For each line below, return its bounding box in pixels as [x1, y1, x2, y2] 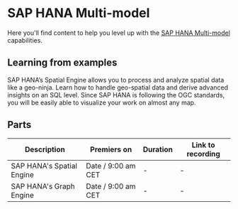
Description [24, 144, 65, 154]
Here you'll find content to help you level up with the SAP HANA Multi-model [7, 28, 230, 37]
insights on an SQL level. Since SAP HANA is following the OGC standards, [7, 90, 225, 99]
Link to [191, 140, 215, 150]
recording [186, 149, 221, 159]
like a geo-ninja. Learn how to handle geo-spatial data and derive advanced [7, 83, 229, 92]
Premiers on [89, 144, 132, 154]
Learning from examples [7, 57, 118, 69]
